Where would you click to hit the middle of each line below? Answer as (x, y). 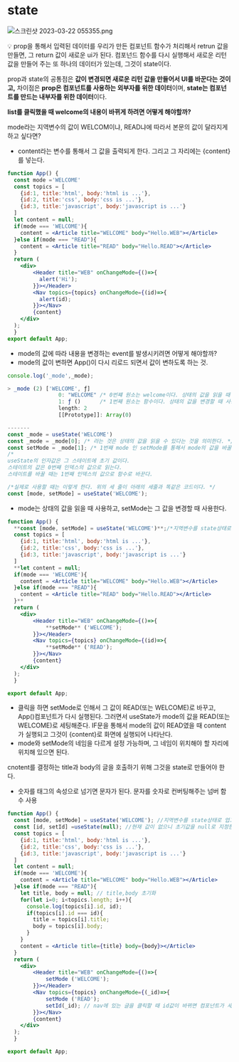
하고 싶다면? (24, 136)
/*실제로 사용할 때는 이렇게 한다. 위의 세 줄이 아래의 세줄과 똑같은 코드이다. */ (111, 487)
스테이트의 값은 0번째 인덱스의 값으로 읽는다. (65, 468)
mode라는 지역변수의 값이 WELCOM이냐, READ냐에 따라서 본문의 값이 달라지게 (118, 127)
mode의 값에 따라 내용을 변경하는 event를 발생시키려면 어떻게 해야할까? (117, 353)
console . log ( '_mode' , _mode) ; (51, 376)
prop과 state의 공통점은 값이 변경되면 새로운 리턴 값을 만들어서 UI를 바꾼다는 (113, 79)
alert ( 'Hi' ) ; (58, 279)
